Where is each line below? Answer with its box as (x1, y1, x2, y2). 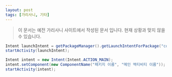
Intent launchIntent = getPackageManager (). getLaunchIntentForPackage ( (5, 43, 161, 48)
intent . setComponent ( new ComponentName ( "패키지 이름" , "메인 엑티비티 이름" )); (5, 62, 166, 67)
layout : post (5, 7, 33, 13)
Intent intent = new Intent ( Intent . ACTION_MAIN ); (5, 57, 114, 63)
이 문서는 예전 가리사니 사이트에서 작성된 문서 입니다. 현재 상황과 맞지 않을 (17, 27, 165, 33)
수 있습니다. (17, 33, 42, 39)
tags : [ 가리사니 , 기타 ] (5, 12, 50, 17)
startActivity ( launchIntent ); (5, 48, 70, 54)
